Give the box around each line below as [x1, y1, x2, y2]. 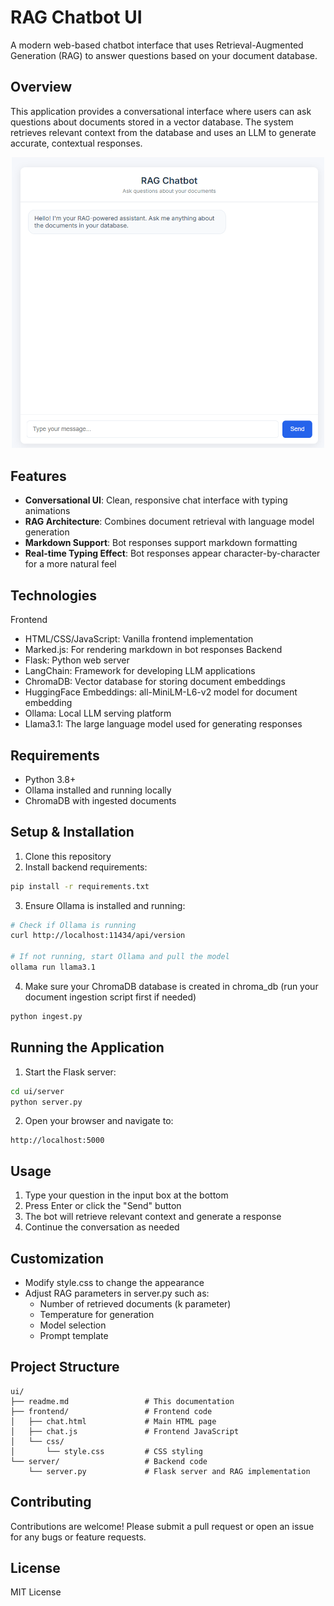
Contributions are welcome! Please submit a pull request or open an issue [10, 1520, 315, 1532]
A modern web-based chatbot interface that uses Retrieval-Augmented [10, 39, 304, 51]
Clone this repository [24, 850, 112, 862]
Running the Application [10, 1039, 165, 1056]
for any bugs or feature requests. [10, 1531, 147, 1543]
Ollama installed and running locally [24, 784, 172, 796]
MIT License [10, 1586, 62, 1598]
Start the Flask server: [24, 1066, 117, 1078]
